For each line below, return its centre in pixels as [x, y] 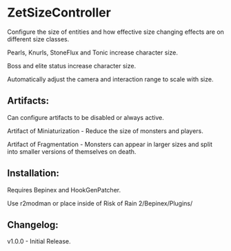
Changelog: [33, 224]
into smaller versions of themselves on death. [72, 151]
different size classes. [38, 39]
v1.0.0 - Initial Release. [39, 241]
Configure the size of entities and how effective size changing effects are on [115, 32]
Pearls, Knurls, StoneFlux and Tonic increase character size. [92, 52]
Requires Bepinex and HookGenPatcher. [64, 190]
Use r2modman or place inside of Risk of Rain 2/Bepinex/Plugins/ [100, 203]
